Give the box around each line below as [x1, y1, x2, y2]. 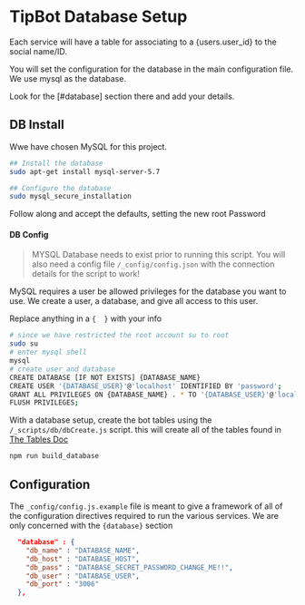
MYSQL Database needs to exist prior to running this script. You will [31, 249, 286, 260]
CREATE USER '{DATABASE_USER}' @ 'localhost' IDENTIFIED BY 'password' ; [9, 381, 282, 391]
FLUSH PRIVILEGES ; [9, 398, 79, 407]
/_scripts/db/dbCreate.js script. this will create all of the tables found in [9, 424, 281, 435]
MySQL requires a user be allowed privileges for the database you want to [9, 286, 288, 297]
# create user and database [9, 365, 116, 374]
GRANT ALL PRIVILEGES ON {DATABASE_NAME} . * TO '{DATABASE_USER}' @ [9, 390, 274, 399]
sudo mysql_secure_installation [9, 192, 132, 201]
